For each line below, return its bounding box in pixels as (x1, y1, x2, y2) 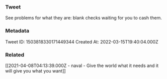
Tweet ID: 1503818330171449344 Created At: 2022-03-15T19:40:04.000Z (5, 38, 158, 44)
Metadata (5, 27, 29, 34)
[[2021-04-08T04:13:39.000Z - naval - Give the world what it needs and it (5, 62, 159, 68)
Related (5, 51, 25, 58)
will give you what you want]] (5, 67, 66, 73)
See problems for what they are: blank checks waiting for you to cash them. (5, 15, 162, 21)
